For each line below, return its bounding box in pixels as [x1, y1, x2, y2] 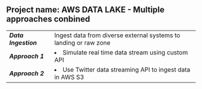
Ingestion [9, 38, 37, 47]
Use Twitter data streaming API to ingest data [62, 65, 191, 73]
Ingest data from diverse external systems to [54, 31, 180, 39]
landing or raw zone [54, 38, 111, 47]
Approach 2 [9, 69, 44, 77]
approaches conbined [6, 14, 90, 24]
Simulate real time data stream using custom [62, 48, 188, 56]
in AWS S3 [54, 73, 84, 81]
